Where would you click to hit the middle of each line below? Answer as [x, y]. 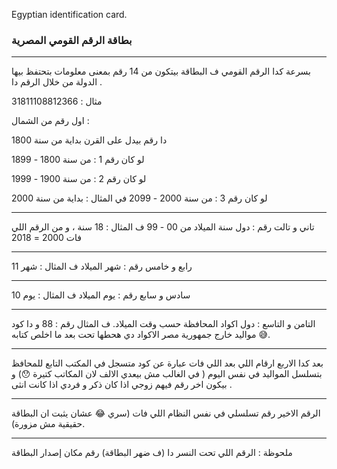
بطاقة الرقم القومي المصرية [72, 40]
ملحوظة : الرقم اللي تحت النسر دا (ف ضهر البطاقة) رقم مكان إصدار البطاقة [152, 453]
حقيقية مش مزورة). [48, 424]
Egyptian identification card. [69, 14]
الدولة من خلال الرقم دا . [57, 82]
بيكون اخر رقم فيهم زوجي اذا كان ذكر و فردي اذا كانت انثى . [122, 385]
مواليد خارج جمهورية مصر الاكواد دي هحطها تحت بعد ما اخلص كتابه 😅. [141, 335]
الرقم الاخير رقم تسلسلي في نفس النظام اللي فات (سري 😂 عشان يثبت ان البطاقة [166, 413]
